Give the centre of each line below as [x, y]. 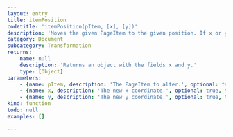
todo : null [23, 110]
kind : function [29, 104]
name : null [35, 59]
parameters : [24, 78]
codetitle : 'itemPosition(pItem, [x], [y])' [72, 26]
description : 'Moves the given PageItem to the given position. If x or [114, 33]
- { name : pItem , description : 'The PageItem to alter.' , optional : [119, 84]
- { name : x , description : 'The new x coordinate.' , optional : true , [121, 91]
